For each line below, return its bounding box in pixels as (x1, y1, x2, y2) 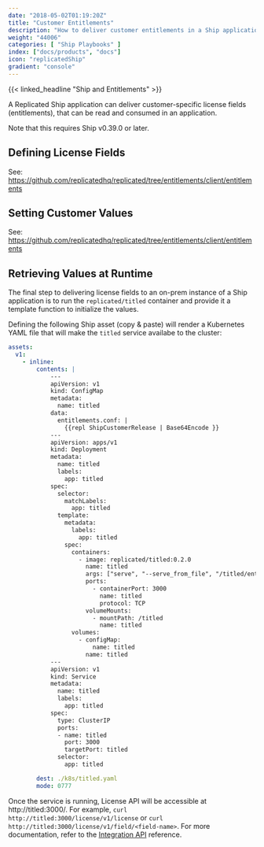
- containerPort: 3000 (92, 585, 167, 593)
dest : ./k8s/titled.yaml (36, 775, 118, 782)
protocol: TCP (99, 599, 146, 607)
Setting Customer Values (8, 206, 134, 220)
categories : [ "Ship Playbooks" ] (8, 41, 122, 49)
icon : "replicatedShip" (8, 56, 86, 64)
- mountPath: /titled (92, 614, 163, 622)
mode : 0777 (36, 782, 72, 790)
